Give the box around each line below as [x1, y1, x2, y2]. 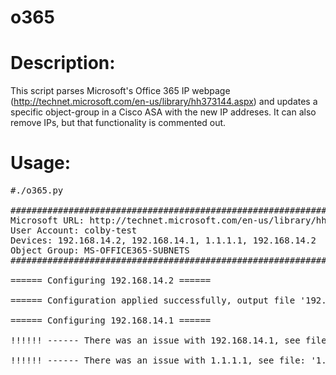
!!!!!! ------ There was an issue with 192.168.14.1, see [10, 335, 301, 346]
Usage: [10, 152, 72, 175]
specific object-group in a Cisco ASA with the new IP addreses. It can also [10, 106, 317, 118]
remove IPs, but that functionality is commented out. [10, 117, 227, 129]
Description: [10, 52, 116, 75]
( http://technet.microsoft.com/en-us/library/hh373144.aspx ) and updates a [10, 96, 318, 108]
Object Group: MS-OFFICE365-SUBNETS [10, 245, 190, 256]
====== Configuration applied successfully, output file [10, 295, 296, 306]
